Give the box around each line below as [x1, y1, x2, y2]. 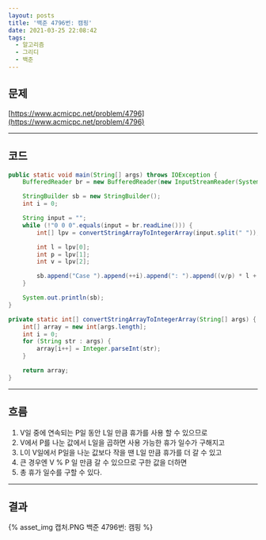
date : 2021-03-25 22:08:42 [8, 26, 97, 34]
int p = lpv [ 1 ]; [36, 250, 90, 258]
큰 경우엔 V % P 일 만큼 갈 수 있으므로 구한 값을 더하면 [19, 457, 188, 467]
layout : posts [8, 11, 55, 20]
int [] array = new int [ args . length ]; [22, 322, 147, 331]
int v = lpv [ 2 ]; [36, 258, 90, 266]
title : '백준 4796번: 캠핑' [8, 19, 93, 27]
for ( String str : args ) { [22, 337, 112, 345]
